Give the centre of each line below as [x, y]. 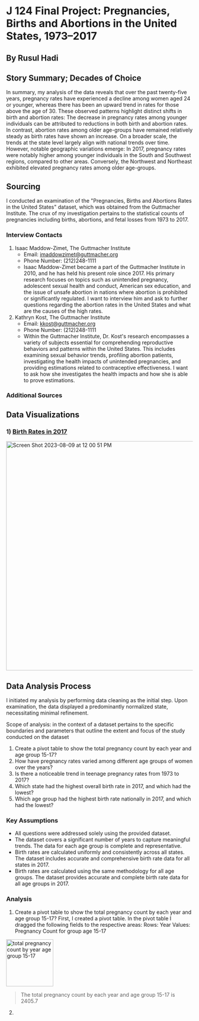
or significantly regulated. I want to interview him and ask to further [105, 298]
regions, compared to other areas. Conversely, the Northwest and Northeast [99, 162]
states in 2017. [32, 865]
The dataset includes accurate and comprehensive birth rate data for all [102, 859]
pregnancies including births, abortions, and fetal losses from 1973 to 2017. [97, 220]
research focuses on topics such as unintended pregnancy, [96, 279]
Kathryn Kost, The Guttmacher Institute [62, 317]
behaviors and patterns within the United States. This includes [99, 348]
